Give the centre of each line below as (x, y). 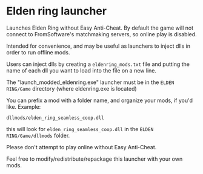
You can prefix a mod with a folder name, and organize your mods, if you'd (99, 100)
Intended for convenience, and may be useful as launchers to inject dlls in (98, 46)
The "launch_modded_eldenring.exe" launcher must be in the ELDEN (90, 82)
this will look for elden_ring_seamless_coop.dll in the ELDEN (80, 129)
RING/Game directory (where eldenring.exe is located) (72, 88)
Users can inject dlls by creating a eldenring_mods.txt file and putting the (98, 64)
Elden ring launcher (57, 11)
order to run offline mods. (38, 52)
